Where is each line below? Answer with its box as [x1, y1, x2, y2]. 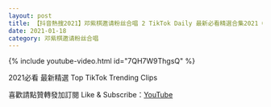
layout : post [8, 11, 52, 20]
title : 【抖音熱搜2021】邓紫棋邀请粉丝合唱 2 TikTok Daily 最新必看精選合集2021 [8, 19, 259, 27]
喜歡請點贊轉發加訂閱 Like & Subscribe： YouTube [8, 90, 173, 100]
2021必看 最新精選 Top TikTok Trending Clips [8, 73, 158, 83]
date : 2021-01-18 [8, 27, 67, 35]
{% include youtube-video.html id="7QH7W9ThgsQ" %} [8, 56, 196, 66]
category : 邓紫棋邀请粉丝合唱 [8, 34, 99, 43]
